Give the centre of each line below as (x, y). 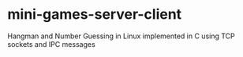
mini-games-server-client (95, 14)
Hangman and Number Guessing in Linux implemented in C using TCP (121, 36)
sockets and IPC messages (51, 44)
